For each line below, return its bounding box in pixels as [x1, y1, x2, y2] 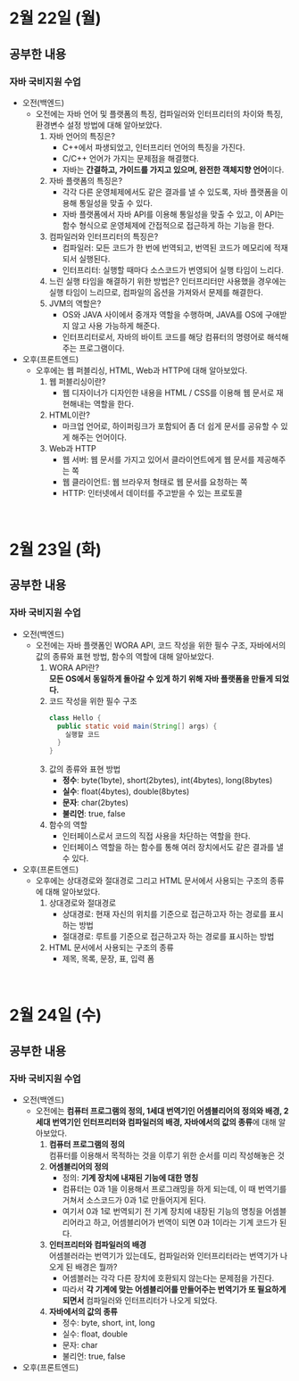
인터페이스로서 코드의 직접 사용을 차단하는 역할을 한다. [62, 831, 251, 841]
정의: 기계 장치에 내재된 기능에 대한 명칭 [62, 1172, 199, 1183]
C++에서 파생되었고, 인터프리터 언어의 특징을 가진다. [62, 142, 245, 153]
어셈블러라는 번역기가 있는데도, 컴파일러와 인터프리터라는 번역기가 [48, 1251, 278, 1261]
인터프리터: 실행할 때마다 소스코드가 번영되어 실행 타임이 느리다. [62, 264, 284, 275]
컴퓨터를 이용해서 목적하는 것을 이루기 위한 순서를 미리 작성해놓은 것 [48, 1150, 286, 1161]
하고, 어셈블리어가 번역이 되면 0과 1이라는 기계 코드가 [93, 1217, 278, 1228]
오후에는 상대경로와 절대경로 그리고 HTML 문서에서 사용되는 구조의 [35, 875, 268, 886]
